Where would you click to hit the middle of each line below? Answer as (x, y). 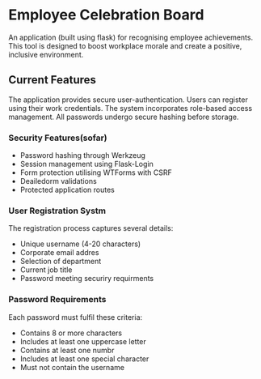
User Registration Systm (57, 211)
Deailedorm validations (58, 181)
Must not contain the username (72, 367)
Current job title (46, 270)
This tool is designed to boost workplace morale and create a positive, (125, 45)
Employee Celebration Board (106, 15)
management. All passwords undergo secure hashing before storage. (124, 117)
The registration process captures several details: (91, 228)
